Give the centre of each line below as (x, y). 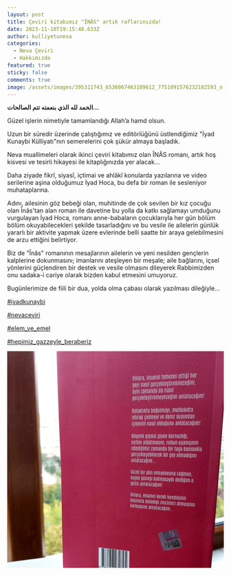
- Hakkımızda (32, 58)
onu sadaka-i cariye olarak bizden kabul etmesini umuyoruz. (92, 275)
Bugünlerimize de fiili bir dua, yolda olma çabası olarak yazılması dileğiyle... (113, 288)
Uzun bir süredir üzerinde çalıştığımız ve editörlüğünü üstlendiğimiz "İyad (111, 134)
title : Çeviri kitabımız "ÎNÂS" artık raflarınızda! (84, 22)
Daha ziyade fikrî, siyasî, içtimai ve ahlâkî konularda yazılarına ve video (107, 175)
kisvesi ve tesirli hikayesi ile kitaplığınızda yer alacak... (84, 162)
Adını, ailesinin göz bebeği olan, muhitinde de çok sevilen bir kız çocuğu (109, 204)
